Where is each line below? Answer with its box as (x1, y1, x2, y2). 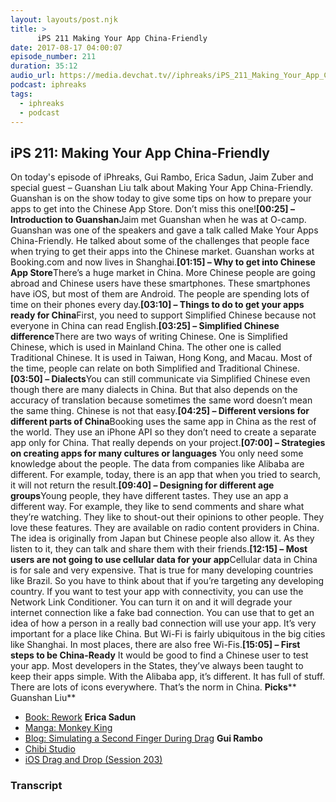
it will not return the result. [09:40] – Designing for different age (10, 479, 275, 491)
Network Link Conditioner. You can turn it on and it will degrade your (10, 596, 293, 608)
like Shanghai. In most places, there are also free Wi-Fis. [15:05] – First (10, 639, 301, 651)
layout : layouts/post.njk (10, 14, 118, 25)
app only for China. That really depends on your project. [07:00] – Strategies (10, 437, 326, 449)
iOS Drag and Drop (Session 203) (24, 754, 163, 766)
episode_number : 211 (10, 52, 97, 62)
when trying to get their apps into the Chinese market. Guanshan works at (10, 246, 315, 258)
